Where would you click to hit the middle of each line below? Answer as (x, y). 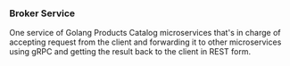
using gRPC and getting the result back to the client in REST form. (130, 52)
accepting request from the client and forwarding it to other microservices (145, 42)
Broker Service (42, 13)
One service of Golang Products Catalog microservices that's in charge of (145, 33)
